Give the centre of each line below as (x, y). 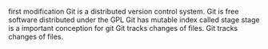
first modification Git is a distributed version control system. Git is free (124, 11)
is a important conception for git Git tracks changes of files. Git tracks (123, 28)
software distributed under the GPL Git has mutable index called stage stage (134, 20)
